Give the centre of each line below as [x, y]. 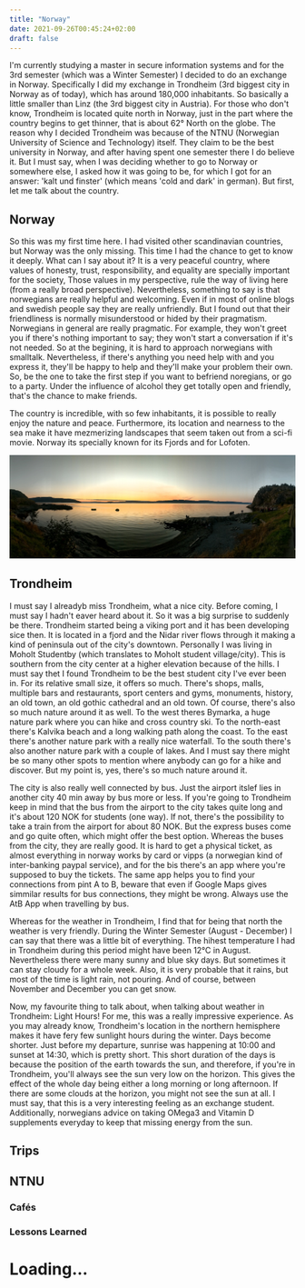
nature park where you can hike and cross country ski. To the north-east [145, 722]
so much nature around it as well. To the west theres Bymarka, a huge [140, 712]
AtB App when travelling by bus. [69, 904]
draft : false [34, 38]
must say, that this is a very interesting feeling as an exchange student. [142, 1103]
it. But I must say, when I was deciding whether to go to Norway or [134, 162]
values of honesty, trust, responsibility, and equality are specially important [150, 270]
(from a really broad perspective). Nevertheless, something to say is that [145, 290]
